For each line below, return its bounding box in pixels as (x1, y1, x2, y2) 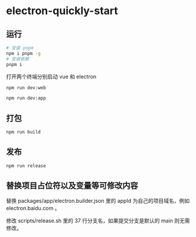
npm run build (6, 129, 41, 135)
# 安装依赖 (6, 56, 30, 62)
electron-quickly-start (6, 4, 118, 18)
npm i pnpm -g (6, 50, 41, 57)
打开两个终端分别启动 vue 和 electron (6, 73, 97, 80)
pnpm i (6, 61, 22, 67)
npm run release (6, 163, 46, 169)
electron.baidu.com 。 (6, 205, 60, 212)
